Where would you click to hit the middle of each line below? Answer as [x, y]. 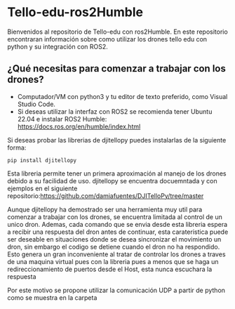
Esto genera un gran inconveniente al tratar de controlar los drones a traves [116, 254]
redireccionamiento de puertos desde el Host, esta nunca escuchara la [110, 269]
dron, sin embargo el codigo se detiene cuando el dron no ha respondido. [114, 246]
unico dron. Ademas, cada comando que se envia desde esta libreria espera [117, 224]
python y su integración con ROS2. [58, 46]
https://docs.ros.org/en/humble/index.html [79, 126]
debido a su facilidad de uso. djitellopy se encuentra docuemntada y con [112, 180]
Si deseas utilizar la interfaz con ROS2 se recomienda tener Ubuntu [115, 111]
